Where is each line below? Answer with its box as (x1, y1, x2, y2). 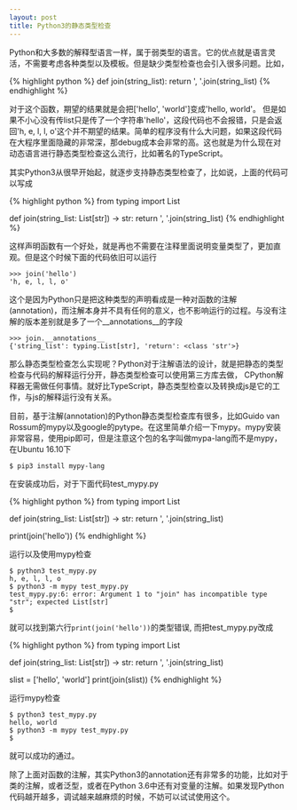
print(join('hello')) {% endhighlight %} (9, 530, 147, 541)
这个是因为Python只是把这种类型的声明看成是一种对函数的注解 (9, 294, 238, 305)
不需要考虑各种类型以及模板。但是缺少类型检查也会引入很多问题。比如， (24, 58, 289, 68)
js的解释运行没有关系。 (32, 392, 117, 402)
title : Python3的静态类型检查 (9, 21, 112, 30)
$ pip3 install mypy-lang (9, 461, 105, 471)
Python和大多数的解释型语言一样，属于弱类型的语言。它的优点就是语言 (9, 46, 269, 58)
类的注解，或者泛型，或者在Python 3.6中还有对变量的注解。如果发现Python (9, 780, 285, 790)
